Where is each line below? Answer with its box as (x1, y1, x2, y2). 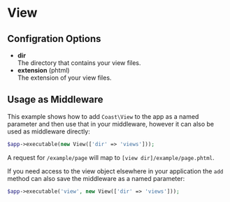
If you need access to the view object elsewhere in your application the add (7, 166, 224, 175)
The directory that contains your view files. (17, 59, 141, 67)
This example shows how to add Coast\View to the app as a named (7, 112, 199, 120)
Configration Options (7, 33, 101, 45)
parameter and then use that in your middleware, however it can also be (7, 120, 215, 128)
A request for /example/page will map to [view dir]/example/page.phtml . (7, 153, 215, 161)
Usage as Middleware (7, 94, 103, 106)
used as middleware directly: (7, 127, 91, 136)
